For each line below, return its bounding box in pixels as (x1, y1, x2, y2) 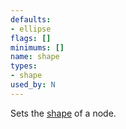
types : (10, 61, 38, 71)
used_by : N (10, 80, 56, 90)
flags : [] (10, 33, 52, 43)
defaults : (10, 14, 52, 25)
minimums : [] (10, 42, 65, 53)
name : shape (10, 52, 60, 62)
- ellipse (10, 24, 52, 34)
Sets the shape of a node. (10, 107, 117, 119)
